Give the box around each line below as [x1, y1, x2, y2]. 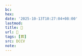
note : [5, 43, 16, 48]
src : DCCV [5, 39, 26, 44]
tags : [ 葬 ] [5, 35, 27, 39]
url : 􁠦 [5, 30, 19, 35]
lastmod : [5, 20, 23, 26]
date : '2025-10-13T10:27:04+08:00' [5, 16, 78, 21]
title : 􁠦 [5, 25, 23, 30]
